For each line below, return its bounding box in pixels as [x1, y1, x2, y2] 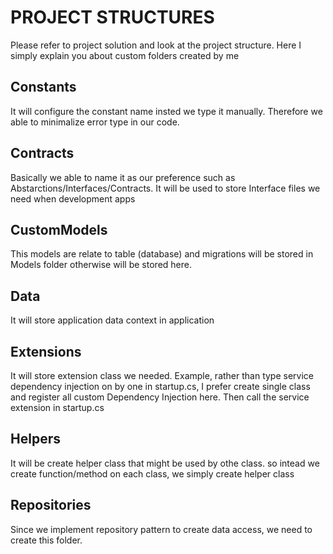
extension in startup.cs [10, 402, 105, 413]
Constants [10, 79, 77, 96]
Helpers [10, 431, 61, 448]
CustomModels [10, 221, 108, 238]
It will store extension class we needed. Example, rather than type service [10, 370, 315, 381]
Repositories [10, 497, 92, 514]
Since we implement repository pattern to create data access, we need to [10, 523, 313, 535]
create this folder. [10, 534, 83, 546]
